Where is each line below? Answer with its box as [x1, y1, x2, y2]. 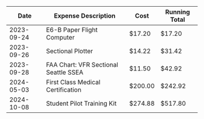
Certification [46, 86, 82, 93]
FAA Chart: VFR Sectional [46, 61, 118, 69]
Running [165, 8, 190, 16]
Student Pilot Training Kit [46, 100, 117, 107]
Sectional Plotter [46, 47, 93, 55]
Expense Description [53, 12, 116, 20]
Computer [46, 33, 75, 41]
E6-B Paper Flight [46, 25, 98, 34]
